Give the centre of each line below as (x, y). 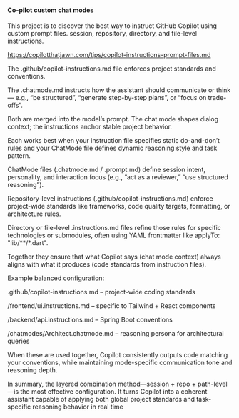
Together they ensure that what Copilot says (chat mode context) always (114, 257)
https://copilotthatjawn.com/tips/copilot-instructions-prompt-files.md (109, 55)
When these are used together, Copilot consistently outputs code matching (118, 355)
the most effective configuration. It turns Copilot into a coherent (114, 392)
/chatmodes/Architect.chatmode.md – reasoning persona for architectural (116, 334)
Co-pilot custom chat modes (51, 10)
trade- (217, 98)
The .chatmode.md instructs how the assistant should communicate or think (119, 90)
